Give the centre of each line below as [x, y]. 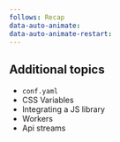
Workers [37, 119]
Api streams [44, 128]
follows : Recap [37, 17]
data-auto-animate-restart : [61, 34]
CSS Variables [48, 100]
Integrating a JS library [64, 109]
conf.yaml [40, 92]
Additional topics [57, 69]
